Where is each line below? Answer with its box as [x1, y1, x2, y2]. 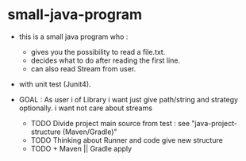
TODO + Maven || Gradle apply [30, 144, 133, 153]
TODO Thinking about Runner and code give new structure [30, 135, 223, 144]
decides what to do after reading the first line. [30, 56, 180, 65]
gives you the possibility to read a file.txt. [30, 47, 166, 56]
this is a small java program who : [18, 32, 129, 41]
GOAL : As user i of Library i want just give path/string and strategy [18, 94, 239, 104]
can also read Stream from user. [30, 63, 136, 73]
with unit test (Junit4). [18, 79, 92, 89]
